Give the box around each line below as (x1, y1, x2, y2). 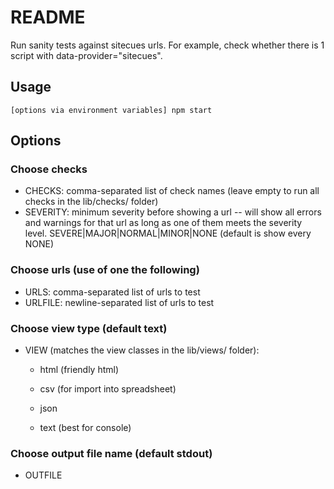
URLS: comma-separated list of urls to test (24, 286, 201, 298)
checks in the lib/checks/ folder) (24, 196, 159, 208)
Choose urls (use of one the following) (10, 263, 200, 277)
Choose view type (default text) (10, 321, 168, 335)
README (10, 6, 86, 29)
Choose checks (10, 162, 88, 176)
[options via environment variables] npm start (10, 105, 213, 115)
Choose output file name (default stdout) (10, 446, 213, 460)
